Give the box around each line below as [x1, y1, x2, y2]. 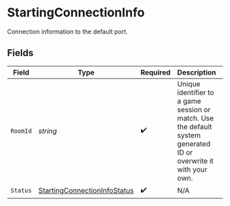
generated [177, 139, 211, 149]
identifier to [177, 88, 214, 97]
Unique [177, 79, 201, 88]
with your [177, 164, 207, 174]
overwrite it [177, 156, 214, 166]
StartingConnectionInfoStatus [38, 186, 134, 196]
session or [177, 105, 211, 114]
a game [177, 96, 202, 105]
